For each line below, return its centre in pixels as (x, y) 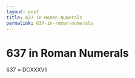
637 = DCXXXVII (27, 70)
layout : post (23, 12)
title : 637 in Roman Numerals (44, 18)
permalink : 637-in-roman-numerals (50, 23)
